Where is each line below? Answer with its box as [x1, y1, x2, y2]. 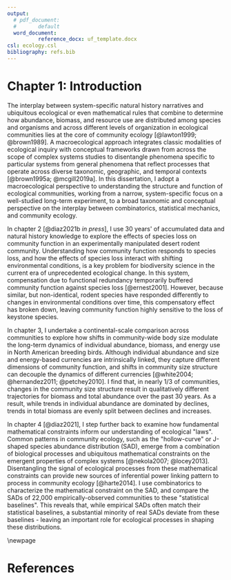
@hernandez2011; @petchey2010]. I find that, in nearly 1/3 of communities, [7, 377, 221, 385]
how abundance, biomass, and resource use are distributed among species [7, 115, 221, 124]
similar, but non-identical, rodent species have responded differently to [7, 291, 209, 299]
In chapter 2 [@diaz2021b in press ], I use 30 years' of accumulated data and [7, 224, 225, 233]
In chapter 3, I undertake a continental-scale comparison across [7, 326, 190, 334]
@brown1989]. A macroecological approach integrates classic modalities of [7, 137, 222, 146]
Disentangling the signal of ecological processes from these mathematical [7, 464, 218, 472]
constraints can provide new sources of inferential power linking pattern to [7, 471, 219, 480]
